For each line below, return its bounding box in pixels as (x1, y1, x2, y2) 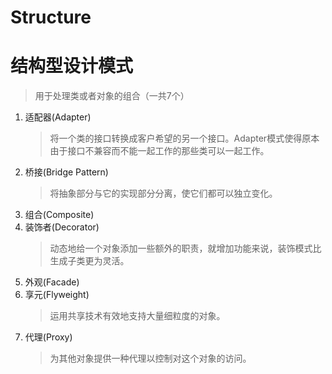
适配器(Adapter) (24, 111, 92, 123)
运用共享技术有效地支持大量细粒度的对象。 (49, 310, 226, 322)
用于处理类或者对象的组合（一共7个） (34, 90, 190, 102)
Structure (10, 6, 92, 29)
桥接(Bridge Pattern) (24, 166, 109, 178)
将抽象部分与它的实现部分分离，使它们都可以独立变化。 (49, 187, 278, 200)
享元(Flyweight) (24, 289, 90, 301)
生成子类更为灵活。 (49, 255, 130, 267)
